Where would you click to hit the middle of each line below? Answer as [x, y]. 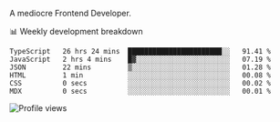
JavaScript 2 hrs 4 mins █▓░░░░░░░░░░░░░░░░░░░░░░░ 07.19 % [140, 59]
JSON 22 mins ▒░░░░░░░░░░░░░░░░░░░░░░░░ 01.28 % [140, 67]
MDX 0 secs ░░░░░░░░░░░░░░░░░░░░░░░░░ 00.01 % [140, 91]
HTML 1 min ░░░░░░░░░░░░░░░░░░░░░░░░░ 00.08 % [140, 76]
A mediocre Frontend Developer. [71, 13]
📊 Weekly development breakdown [76, 31]
